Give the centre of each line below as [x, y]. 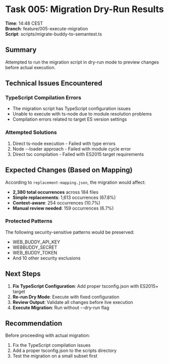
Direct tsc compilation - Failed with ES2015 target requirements [78, 154]
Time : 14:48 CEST [24, 23]
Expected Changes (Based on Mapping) [69, 170]
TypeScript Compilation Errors [43, 98]
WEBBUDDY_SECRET [35, 247]
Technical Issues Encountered [54, 84]
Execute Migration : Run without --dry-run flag [61, 307]
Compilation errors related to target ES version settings [70, 119]
